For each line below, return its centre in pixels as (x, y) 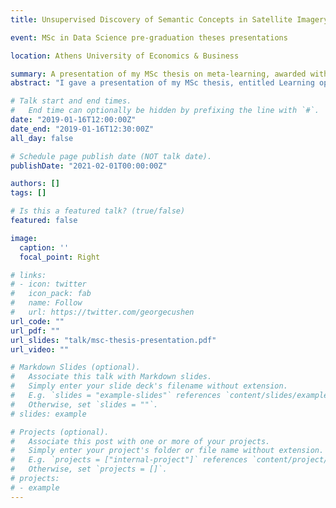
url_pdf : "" (35, 331)
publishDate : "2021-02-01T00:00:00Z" (89, 166)
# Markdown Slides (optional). (75, 367)
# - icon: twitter (48, 284)
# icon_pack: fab (51, 294)
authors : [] (35, 184)
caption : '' (44, 247)
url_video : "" (40, 349)
